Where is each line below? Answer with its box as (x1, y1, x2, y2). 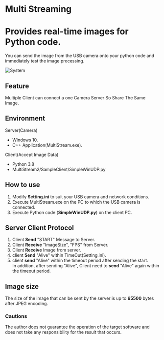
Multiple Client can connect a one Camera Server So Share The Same (5, 94, 146, 100)
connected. (12, 204, 36, 210)
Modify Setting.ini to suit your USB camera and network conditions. (12, 193, 149, 200)
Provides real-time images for (5, 26, 129, 37)
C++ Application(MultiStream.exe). (12, 142, 82, 148)
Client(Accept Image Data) (5, 152, 59, 157)
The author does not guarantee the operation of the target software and (5, 324, 150, 330)
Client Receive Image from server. (12, 247, 82, 253)
